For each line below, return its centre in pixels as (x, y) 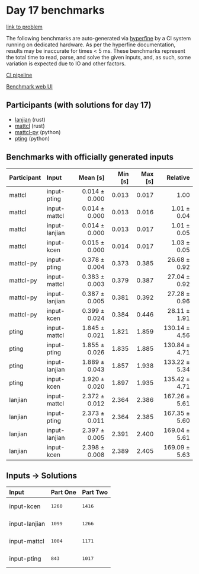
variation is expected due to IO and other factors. (66, 64)
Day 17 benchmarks (55, 10)
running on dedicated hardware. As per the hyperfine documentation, (91, 45)
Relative (178, 177)
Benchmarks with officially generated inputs (90, 157)
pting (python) (32, 138)
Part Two (95, 492)
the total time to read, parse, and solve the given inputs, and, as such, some (99, 57)
